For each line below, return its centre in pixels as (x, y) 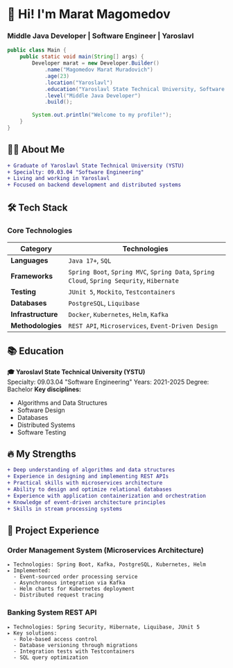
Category (36, 248)
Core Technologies (40, 231)
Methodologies (36, 325)
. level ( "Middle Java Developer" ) (92, 96)
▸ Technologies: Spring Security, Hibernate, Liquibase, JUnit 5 (103, 627)
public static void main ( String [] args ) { (82, 57)
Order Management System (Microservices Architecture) (106, 550)
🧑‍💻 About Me (36, 150)
